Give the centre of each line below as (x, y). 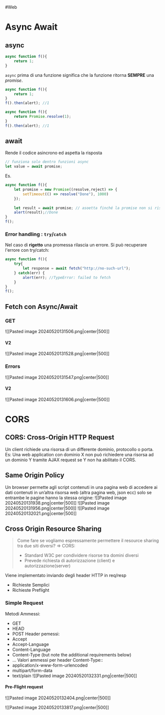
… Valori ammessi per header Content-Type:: (57, 660)
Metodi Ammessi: (23, 613)
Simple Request (24, 603)
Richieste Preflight (31, 590)
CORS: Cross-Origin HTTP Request (60, 437)
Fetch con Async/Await (41, 307)
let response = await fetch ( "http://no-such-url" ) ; (77, 269)
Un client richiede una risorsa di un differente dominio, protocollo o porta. (79, 449)
